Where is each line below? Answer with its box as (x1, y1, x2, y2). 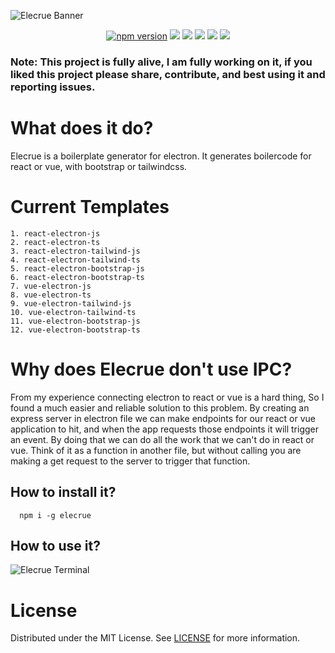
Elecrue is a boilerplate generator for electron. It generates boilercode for (10, 150, 312, 162)
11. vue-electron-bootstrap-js (10, 316, 141, 326)
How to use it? (10, 537, 101, 554)
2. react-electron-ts (10, 237, 101, 247)
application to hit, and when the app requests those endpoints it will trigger (10, 423, 319, 435)
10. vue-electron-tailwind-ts (10, 307, 137, 317)
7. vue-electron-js (10, 281, 92, 291)
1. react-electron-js (10, 228, 101, 239)
